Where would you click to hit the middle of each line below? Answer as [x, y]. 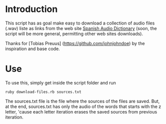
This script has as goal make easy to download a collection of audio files [80, 23]
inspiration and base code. [32, 48]
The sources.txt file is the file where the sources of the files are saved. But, [82, 101]
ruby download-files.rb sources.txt [43, 92]
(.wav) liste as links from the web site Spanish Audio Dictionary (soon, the [81, 28]
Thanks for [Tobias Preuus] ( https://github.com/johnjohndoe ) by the [75, 43]
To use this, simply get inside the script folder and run [61, 82]
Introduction [31, 9]
